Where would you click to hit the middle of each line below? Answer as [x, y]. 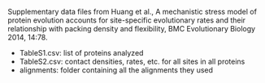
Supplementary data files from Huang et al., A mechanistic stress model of [132, 12]
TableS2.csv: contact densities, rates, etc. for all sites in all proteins [132, 61]
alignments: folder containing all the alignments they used [116, 70]
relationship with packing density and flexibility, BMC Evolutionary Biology [132, 29]
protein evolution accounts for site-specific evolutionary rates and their [126, 20]
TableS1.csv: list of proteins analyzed [81, 53]
